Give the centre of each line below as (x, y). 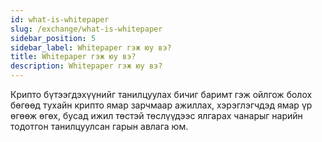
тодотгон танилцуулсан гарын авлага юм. (99, 126)
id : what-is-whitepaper (60, 19)
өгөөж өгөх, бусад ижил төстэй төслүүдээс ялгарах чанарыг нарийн (156, 115)
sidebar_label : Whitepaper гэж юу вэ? (91, 47)
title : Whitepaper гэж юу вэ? (73, 57)
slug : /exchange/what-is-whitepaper (86, 29)
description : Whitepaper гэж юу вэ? (86, 66)
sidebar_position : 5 (53, 38)
